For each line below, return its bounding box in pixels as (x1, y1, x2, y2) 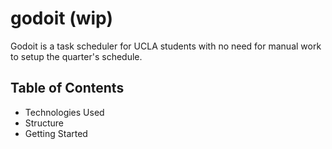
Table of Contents (10, 80, 125, 97)
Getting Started (24, 127, 88, 139)
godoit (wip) (10, 7, 113, 30)
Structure (24, 117, 64, 129)
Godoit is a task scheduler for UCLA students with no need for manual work (10, 40, 322, 52)
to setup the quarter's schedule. (10, 50, 143, 62)
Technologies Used (24, 106, 105, 118)
